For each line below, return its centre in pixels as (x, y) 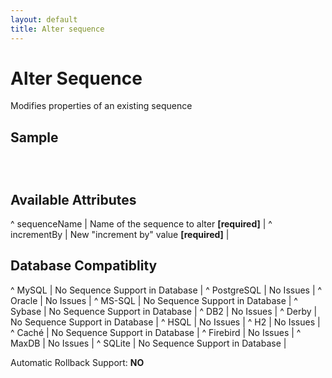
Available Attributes (73, 199)
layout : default (44, 19)
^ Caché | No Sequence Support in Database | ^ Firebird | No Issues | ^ (156, 332)
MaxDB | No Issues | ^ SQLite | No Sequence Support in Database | (148, 343)
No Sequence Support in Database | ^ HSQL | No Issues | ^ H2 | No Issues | (165, 322)
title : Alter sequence (57, 29)
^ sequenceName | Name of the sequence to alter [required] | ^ (141, 224)
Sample (34, 137)
